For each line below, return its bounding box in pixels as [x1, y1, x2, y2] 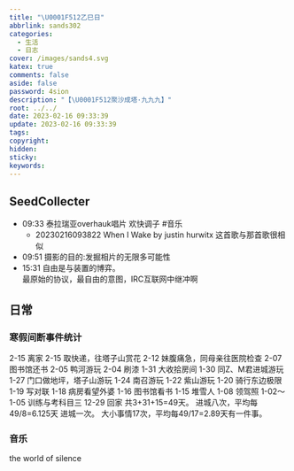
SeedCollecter [9, 194, 90, 209]
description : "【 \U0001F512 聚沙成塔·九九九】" [9, 95, 173, 104]
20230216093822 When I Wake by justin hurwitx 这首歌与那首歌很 [35, 229, 278, 240]
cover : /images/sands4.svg [9, 54, 109, 63]
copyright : [9, 136, 50, 145]
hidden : [9, 144, 38, 153]
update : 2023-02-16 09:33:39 [9, 120, 117, 129]
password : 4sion [9, 87, 69, 96]
